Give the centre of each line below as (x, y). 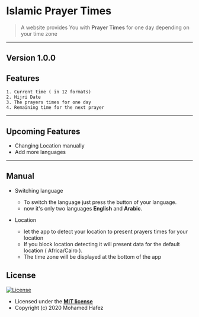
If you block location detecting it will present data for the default (102, 244)
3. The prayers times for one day (49, 102)
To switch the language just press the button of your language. (100, 202)
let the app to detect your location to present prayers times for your (106, 231)
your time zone (39, 33)
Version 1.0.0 (31, 58)
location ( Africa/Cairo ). (53, 250)
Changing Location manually (49, 145)
